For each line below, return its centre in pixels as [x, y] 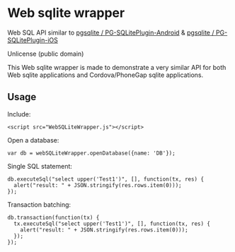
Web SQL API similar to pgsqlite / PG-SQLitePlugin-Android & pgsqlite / [111, 32]
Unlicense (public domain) [46, 54]
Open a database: [33, 140]
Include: [19, 114]
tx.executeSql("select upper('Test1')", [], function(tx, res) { [112, 224]
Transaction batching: [39, 204]
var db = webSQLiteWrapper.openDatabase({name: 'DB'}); [91, 153]
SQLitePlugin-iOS [33, 40]
